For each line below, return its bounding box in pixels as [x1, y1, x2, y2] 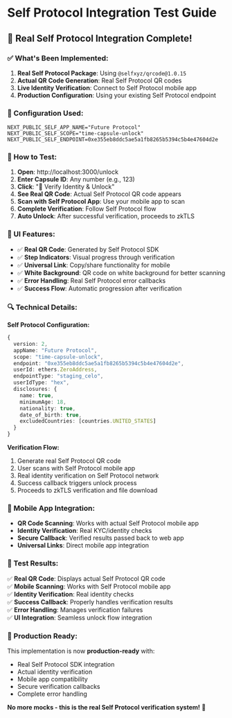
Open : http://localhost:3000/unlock [17, 168, 119, 176]
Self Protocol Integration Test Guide [7, 5, 217, 21]
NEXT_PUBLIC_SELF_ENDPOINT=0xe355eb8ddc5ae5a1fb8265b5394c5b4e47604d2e [7, 137, 218, 143]
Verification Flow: [7, 444, 60, 452]
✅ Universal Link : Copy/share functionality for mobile [17, 261, 171, 269]
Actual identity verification [17, 667, 93, 676]
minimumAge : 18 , [19, 399, 67, 405]
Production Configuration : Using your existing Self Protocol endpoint [17, 91, 216, 99]
